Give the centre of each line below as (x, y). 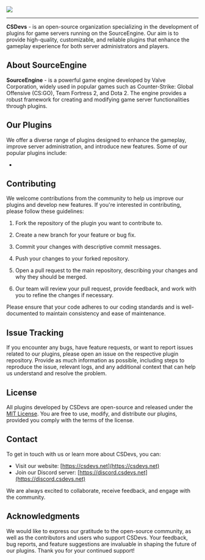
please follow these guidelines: (45, 211)
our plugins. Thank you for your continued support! (71, 550)
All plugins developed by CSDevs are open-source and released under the (100, 407)
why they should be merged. (51, 277)
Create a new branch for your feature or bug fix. (75, 235)
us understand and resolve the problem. (57, 373)
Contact (22, 440)
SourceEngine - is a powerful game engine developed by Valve (86, 80)
